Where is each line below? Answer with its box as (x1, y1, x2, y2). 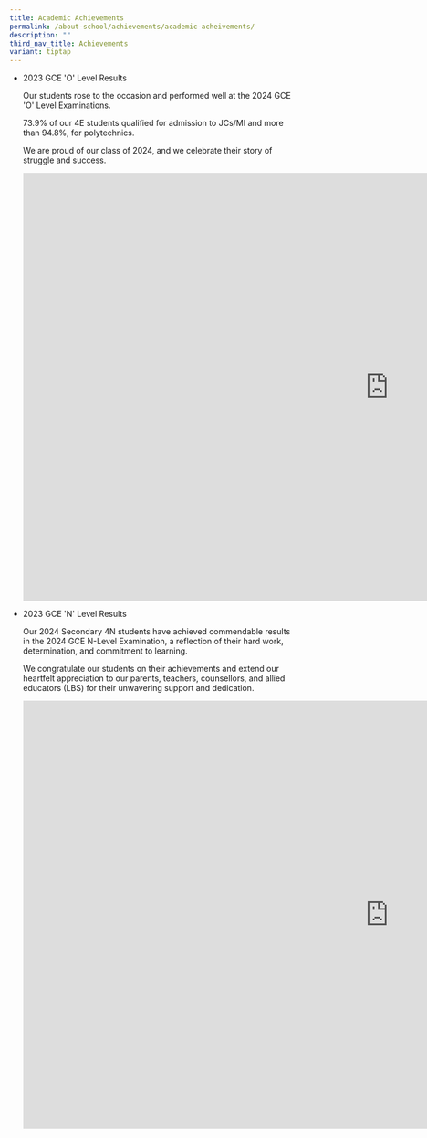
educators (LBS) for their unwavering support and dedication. (22, 683, 255, 694)
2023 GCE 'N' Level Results (22, 609, 128, 620)
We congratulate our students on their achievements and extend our (22, 664, 280, 675)
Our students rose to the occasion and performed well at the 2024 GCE (22, 90, 292, 101)
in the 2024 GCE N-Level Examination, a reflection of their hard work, (22, 636, 285, 647)
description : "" (9, 30, 71, 39)
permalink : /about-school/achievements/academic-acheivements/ (9, 22, 255, 31)
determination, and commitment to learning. (22, 645, 189, 656)
